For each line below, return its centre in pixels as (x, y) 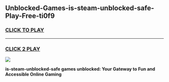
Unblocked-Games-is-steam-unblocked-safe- (80, 8)
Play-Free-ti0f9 (30, 16)
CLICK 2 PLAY (23, 49)
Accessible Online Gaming (33, 74)
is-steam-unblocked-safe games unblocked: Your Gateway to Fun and (80, 69)
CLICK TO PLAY (25, 30)
